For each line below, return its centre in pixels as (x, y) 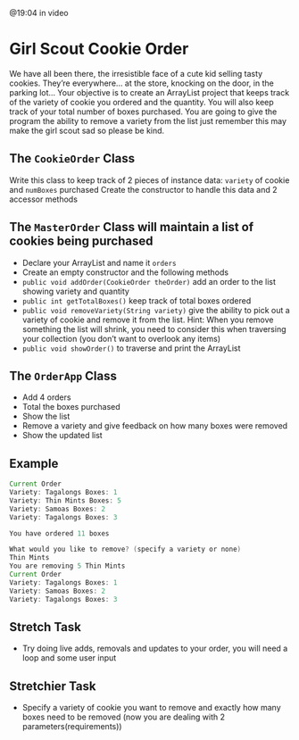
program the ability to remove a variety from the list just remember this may (148, 121)
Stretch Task (46, 627)
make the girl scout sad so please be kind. (87, 130)
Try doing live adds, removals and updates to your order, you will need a (155, 649)
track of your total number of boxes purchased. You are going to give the (143, 112)
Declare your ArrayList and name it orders (99, 262)
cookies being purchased (81, 241)
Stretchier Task (53, 686)
